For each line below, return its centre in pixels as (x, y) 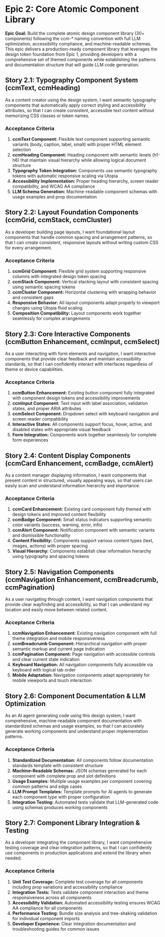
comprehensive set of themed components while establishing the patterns (81, 59)
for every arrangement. (29, 247)
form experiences (30, 440)
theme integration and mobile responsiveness (59, 638)
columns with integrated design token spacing (59, 276)
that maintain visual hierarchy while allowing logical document (83, 160)
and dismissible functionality (41, 535)
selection (21, 150)
